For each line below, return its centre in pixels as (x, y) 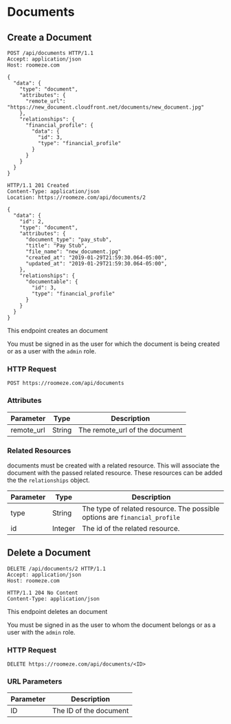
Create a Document (49, 37)
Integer (64, 528)
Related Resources (39, 450)
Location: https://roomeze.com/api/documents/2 (77, 197)
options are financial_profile (131, 517)
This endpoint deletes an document (57, 611)
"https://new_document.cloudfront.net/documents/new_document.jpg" (106, 107)
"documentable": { (52, 282)
